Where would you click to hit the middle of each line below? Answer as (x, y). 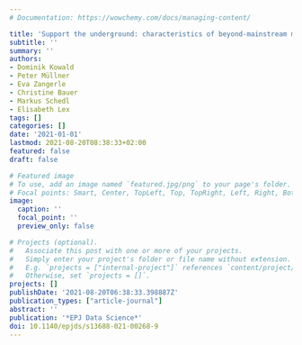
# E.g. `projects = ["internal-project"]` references (116, 268)
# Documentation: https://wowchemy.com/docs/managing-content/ (130, 18)
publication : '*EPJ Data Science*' (76, 318)
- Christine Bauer (44, 92)
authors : (26, 59)
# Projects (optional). (54, 242)
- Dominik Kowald (42, 68)
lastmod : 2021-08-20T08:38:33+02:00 (78, 143)
